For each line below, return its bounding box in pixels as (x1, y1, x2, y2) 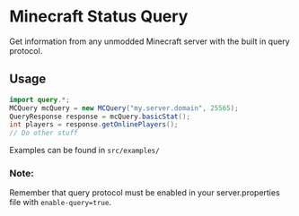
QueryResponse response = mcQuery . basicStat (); (9, 112, 191, 121)
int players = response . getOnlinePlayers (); (9, 120, 179, 129)
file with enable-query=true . (9, 197, 112, 208)
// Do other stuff (9, 128, 78, 138)
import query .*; (9, 95, 70, 104)
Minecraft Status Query (9, 6, 189, 27)
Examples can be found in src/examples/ (9, 145, 160, 156)
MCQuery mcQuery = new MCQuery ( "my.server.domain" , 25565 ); (9, 103, 240, 113)
